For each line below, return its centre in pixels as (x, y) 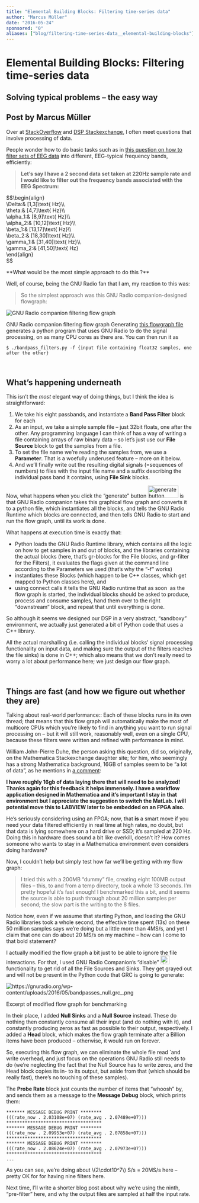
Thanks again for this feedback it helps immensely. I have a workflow (93, 788)
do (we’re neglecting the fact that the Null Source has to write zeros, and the (99, 1065)
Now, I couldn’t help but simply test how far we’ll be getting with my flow (94, 862)
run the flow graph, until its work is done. (56, 521)
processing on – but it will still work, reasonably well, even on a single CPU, (98, 734)
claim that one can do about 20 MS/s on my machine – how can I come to (96, 935)
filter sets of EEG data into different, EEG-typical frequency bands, (87, 156)
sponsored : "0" (25, 28)
